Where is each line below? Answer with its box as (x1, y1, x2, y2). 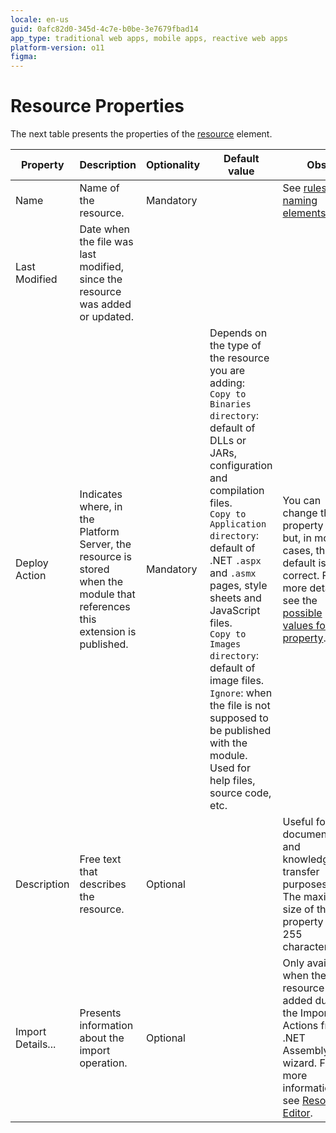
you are (209, 364, 246, 378)
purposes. (282, 877, 330, 891)
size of (282, 902, 315, 916)
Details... (15, 1037, 57, 1051)
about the (79, 1031, 125, 1045)
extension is (79, 625, 137, 639)
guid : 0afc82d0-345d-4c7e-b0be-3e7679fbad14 (10, 24, 199, 34)
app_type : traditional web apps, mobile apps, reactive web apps (10, 33, 288, 43)
